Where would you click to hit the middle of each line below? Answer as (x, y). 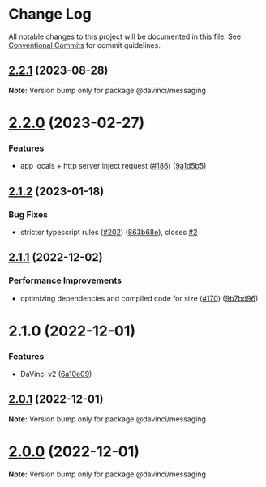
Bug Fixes (28, 214)
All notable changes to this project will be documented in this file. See (125, 36)
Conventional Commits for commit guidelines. (84, 45)
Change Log (50, 14)
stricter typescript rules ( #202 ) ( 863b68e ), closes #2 (109, 232)
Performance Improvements (65, 280)
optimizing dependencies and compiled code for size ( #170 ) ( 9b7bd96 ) (139, 298)
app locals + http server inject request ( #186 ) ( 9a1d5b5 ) (113, 166)
